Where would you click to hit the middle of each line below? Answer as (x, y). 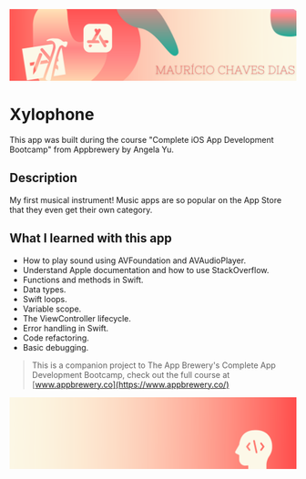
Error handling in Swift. (66, 328)
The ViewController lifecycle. (77, 318)
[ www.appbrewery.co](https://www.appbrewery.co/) (130, 384)
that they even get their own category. (81, 209)
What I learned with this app (91, 238)
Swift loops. (45, 299)
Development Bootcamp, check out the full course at (131, 374)
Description (43, 178)
